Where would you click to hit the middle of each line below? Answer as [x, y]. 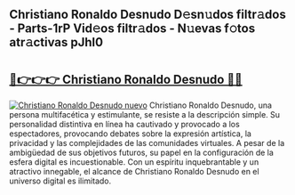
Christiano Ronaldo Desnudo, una [211, 105]
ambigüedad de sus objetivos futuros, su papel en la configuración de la [141, 152]
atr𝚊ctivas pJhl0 [56, 42]
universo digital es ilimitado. [60, 181]
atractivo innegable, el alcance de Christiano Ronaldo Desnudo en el [134, 171]
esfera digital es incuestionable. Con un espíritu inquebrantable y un [134, 162]
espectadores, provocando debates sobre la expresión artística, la [130, 134]
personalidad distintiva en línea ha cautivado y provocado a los [124, 124]
